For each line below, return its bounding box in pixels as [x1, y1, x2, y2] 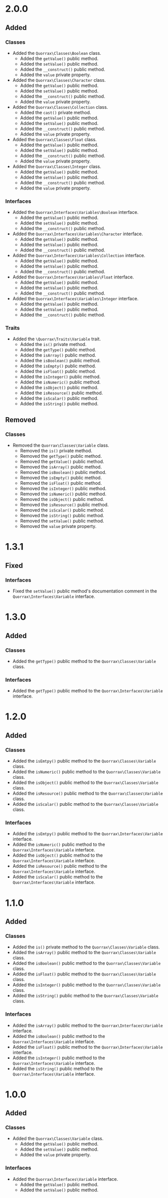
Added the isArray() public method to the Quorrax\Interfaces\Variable [12, 1022, 163, 1028]
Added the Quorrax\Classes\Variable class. [12, 1136, 104, 1142]
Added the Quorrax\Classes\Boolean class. [12, 50, 101, 56]
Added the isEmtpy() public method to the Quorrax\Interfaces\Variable [12, 831, 163, 837]
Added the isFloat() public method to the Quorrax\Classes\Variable [12, 971, 156, 977]
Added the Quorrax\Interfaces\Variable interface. [12, 1176, 118, 1182]
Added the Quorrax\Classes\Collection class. [12, 104, 108, 110]
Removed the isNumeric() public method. [20, 491, 107, 497]
